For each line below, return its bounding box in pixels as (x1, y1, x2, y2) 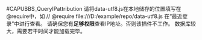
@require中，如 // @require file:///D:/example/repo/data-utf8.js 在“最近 (6, 13, 183, 20)
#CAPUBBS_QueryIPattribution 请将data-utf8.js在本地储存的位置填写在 (6, 5, 181, 12)
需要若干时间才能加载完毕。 (16, 27, 86, 35)
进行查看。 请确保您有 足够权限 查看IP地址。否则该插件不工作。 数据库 (19, 20, 191, 27)
